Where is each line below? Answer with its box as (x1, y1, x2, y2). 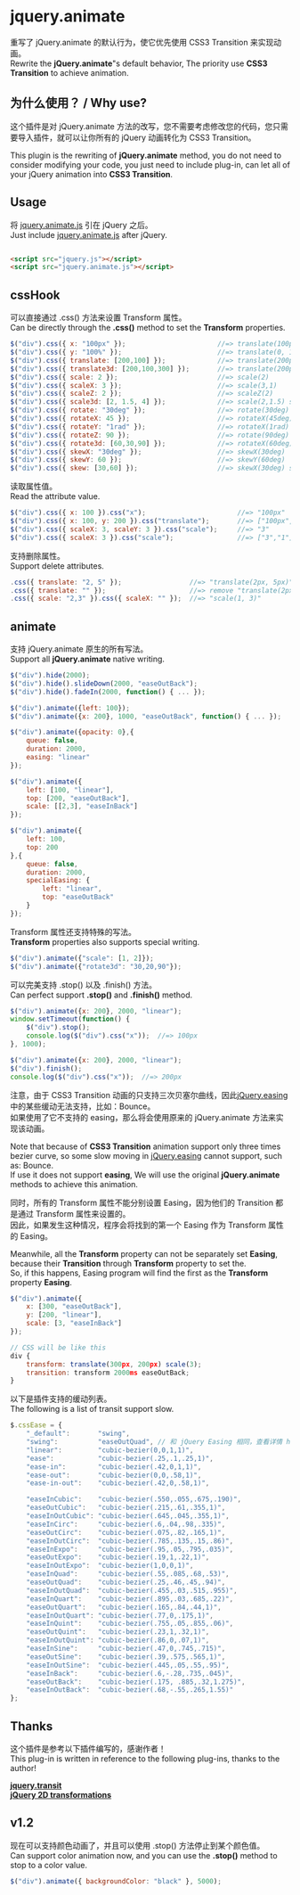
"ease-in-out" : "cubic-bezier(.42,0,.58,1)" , (26, 1479, 210, 1488)
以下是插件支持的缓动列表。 (10, 1393, 112, 1405)
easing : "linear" (26, 753, 91, 762)
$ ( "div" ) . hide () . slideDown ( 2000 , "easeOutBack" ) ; (10, 679, 199, 688)
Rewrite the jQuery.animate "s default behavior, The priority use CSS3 (10, 58, 268, 69)
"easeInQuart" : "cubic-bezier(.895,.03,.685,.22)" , (26, 1594, 234, 1604)
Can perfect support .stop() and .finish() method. (10, 989, 193, 1000)
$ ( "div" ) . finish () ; (10, 1063, 83, 1073)
